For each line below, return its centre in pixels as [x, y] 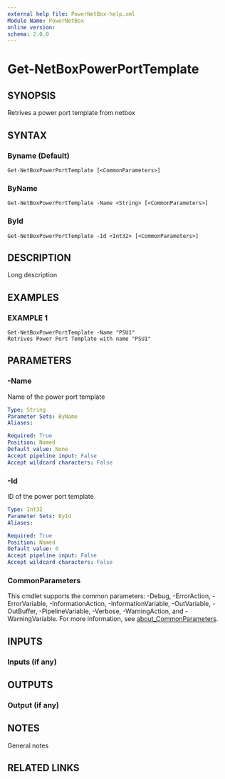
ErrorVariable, [28, 604]
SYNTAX [27, 135]
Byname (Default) [38, 156]
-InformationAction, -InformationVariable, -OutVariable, [130, 604]
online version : [31, 27]
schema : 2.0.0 [28, 34]
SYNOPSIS [32, 95]
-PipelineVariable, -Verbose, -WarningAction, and [111, 611]
